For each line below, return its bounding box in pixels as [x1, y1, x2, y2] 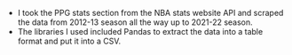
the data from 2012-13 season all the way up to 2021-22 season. [17, 17, 253, 27]
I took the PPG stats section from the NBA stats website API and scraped [17, 8, 284, 18]
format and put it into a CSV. [17, 35, 122, 46]
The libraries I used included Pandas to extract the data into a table [17, 27, 264, 36]
